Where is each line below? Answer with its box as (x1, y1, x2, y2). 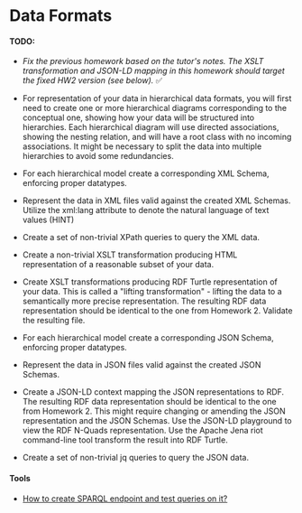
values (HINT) (22, 214, 75, 226)
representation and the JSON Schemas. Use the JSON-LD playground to (22, 415, 292, 426)
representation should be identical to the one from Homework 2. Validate (22, 305, 293, 316)
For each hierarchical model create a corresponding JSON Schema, (22, 332, 274, 343)
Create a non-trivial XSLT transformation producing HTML (22, 249, 238, 260)
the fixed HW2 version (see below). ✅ (22, 75, 163, 86)
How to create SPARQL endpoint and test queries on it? (22, 493, 228, 504)
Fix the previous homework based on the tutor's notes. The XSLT (22, 56, 264, 67)
